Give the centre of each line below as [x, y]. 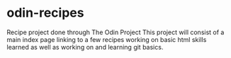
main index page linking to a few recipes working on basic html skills [107, 39]
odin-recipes [45, 13]
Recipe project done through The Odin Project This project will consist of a [115, 32]
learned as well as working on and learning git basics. [85, 47]
